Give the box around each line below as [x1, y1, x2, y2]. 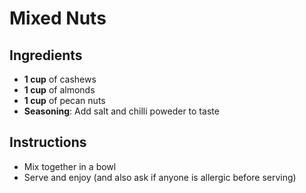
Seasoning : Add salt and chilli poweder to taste [23, 105, 220, 117]
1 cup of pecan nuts [23, 95, 106, 106]
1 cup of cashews [23, 73, 97, 85]
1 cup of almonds [23, 84, 96, 96]
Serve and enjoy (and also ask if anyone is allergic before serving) [23, 171, 297, 183]
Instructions [9, 134, 87, 151]
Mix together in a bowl [23, 160, 117, 172]
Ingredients [9, 47, 83, 64]
